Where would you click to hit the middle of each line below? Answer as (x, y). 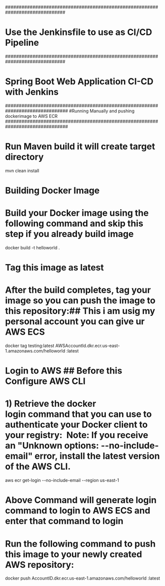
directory (24, 157)
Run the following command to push (81, 544)
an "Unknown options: (52, 446)
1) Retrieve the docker (51, 404)
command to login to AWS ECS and (78, 511)
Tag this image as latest (55, 268)
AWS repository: (40, 565)
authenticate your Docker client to (76, 425)
